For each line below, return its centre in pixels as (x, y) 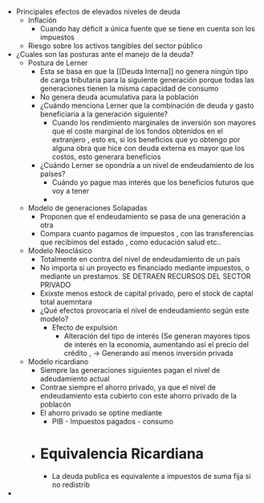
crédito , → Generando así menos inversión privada (148, 353)
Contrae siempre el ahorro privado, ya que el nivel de (128, 387)
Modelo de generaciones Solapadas (87, 208)
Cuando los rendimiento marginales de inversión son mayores (154, 123)
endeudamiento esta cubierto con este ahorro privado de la (138, 396)
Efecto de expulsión (85, 327)
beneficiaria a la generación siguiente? (104, 114)
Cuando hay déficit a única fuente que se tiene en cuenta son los (147, 29)
